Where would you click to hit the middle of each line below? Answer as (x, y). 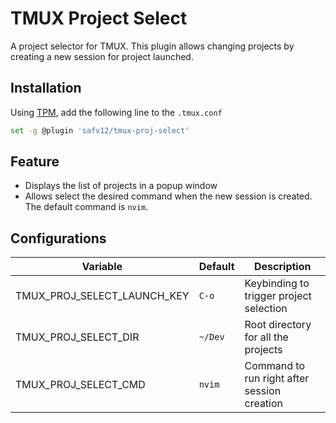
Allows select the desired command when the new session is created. (168, 196)
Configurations (58, 238)
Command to (275, 366)
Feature (35, 162)
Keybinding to (277, 284)
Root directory (278, 325)
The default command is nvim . (86, 207)
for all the (266, 337)
